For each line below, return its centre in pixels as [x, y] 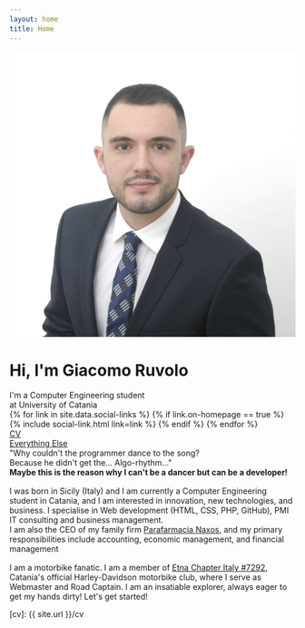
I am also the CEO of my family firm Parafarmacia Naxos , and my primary [146, 530]
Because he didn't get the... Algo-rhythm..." [91, 463]
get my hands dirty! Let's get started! [79, 597]
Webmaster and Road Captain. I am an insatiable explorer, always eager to [148, 587]
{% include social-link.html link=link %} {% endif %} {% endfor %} [134, 424]
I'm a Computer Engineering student [77, 396]
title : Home [32, 29]
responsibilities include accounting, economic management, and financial [147, 539]
